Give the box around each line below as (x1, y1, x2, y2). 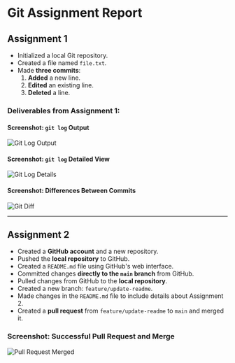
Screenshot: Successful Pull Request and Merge (7, 332, 175, 341)
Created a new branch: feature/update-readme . (17, 285, 153, 293)
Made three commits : (17, 66, 81, 74)
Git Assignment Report (7, 5, 143, 21)
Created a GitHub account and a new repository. (17, 247, 159, 256)
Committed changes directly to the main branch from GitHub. (17, 269, 194, 278)
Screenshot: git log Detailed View (7, 155, 110, 163)
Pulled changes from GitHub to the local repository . (17, 277, 168, 285)
